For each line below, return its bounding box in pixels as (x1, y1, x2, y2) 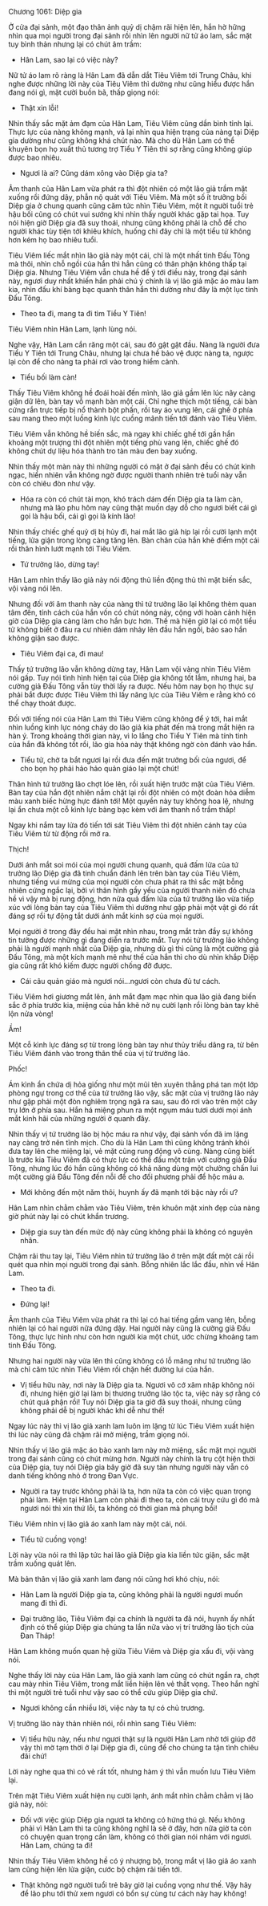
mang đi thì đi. (19, 1599, 68, 1607)
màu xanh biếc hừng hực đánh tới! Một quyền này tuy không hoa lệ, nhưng (8, 796, 254, 806)
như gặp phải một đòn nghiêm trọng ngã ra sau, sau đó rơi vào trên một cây (8, 1097, 258, 1106)
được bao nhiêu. (8, 152, 62, 162)
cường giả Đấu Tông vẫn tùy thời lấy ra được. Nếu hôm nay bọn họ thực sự (8, 681, 254, 691)
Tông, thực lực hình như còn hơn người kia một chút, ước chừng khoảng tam (8, 1332, 258, 1341)
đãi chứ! (19, 1751, 47, 1761)
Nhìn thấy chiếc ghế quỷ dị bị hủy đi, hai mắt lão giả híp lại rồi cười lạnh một (8, 527, 258, 536)
